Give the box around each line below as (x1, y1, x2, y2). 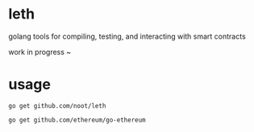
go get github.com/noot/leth (8, 101, 106, 109)
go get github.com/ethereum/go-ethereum (8, 116, 147, 124)
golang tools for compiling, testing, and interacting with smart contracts (8, 31, 246, 41)
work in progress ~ (8, 47, 72, 56)
